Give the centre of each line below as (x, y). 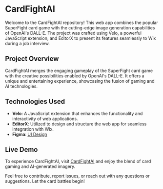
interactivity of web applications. (45, 118)
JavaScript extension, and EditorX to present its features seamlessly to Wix (81, 38)
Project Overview (32, 59)
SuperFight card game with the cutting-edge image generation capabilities (80, 27)
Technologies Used (35, 102)
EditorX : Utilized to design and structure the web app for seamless (79, 124)
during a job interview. (27, 43)
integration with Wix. (33, 129)
